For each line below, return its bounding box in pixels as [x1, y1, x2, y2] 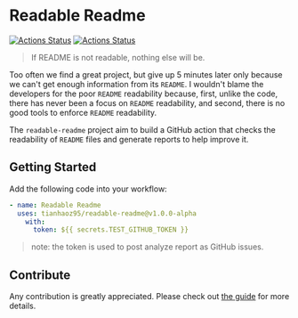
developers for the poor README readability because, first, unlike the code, [9, 88, 278, 99]
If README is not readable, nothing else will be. [30, 52, 205, 62]
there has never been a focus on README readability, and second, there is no [9, 97, 286, 108]
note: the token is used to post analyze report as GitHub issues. [30, 241, 264, 252]
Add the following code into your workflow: [9, 183, 167, 194]
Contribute [9, 267, 71, 282]
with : [25, 217, 46, 226]
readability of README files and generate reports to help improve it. [9, 134, 249, 144]
